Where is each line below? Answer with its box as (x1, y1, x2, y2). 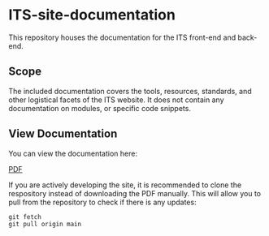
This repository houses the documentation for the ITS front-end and (8, 32, 236, 42)
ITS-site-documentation (8, 6, 176, 24)
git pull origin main (8, 220, 82, 228)
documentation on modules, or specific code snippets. (8, 103, 191, 113)
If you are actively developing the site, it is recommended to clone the (8, 180, 242, 190)
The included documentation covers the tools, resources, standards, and (8, 86, 252, 96)
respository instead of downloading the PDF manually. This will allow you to (8, 188, 262, 198)
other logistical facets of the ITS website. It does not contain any (8, 95, 224, 105)
